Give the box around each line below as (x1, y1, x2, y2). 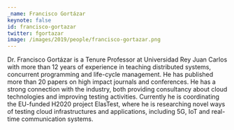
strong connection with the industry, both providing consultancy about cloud (7, 85, 228, 94)
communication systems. (21, 115, 94, 123)
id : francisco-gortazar (7, 23, 77, 30)
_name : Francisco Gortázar (7, 10, 86, 17)
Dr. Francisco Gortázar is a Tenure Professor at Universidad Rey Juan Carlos (7, 55, 228, 64)
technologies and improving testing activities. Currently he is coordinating (7, 92, 220, 101)
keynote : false (7, 17, 52, 24)
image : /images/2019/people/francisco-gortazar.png (7, 36, 161, 43)
